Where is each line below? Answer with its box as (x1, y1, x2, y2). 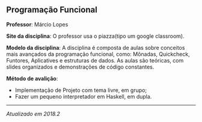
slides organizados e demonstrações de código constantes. (6, 63, 155, 70)
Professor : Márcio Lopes (6, 20, 69, 28)
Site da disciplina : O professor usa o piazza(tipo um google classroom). (6, 32, 185, 40)
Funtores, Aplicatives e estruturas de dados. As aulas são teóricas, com (6, 56, 184, 64)
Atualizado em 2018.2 (6, 110, 60, 117)
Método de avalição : (6, 75, 58, 82)
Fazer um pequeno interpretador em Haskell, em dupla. (14, 93, 152, 100)
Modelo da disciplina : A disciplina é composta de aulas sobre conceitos (6, 44, 185, 51)
